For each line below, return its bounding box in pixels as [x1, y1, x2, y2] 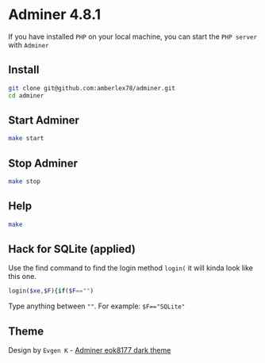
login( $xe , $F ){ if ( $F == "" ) [8, 287, 94, 295]
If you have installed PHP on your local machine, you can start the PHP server [8, 32, 258, 41]
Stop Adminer [8, 156, 78, 170]
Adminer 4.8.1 [8, 6, 102, 24]
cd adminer [8, 91, 44, 100]
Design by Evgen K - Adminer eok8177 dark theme [8, 346, 171, 355]
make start [8, 135, 44, 143]
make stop [8, 178, 41, 185]
